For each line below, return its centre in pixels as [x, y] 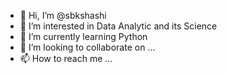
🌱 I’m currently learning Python [83, 36]
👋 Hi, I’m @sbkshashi [63, 15]
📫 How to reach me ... [66, 58]
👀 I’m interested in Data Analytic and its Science [118, 26]
